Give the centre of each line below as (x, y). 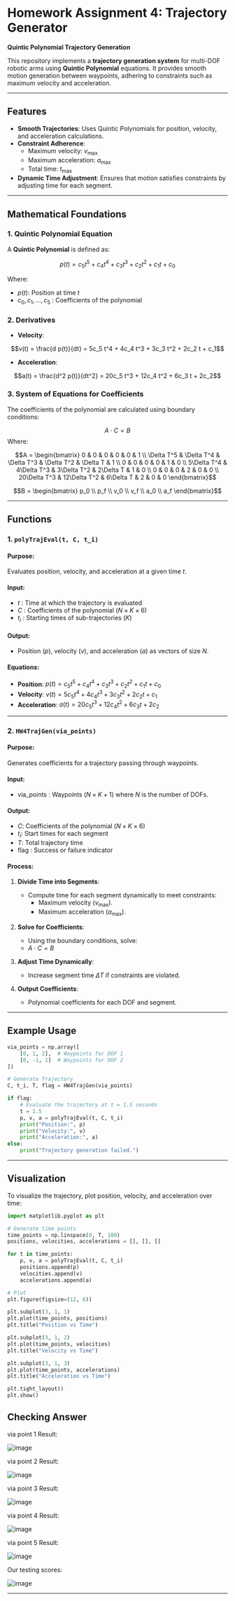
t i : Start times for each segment (63, 834)
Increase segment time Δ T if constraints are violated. (104, 975)
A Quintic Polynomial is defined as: (59, 249)
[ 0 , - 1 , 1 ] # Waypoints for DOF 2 (72, 1060)
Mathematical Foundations (67, 214)
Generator (37, 28)
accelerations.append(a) (56, 1280)
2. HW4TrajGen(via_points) (52, 731)
